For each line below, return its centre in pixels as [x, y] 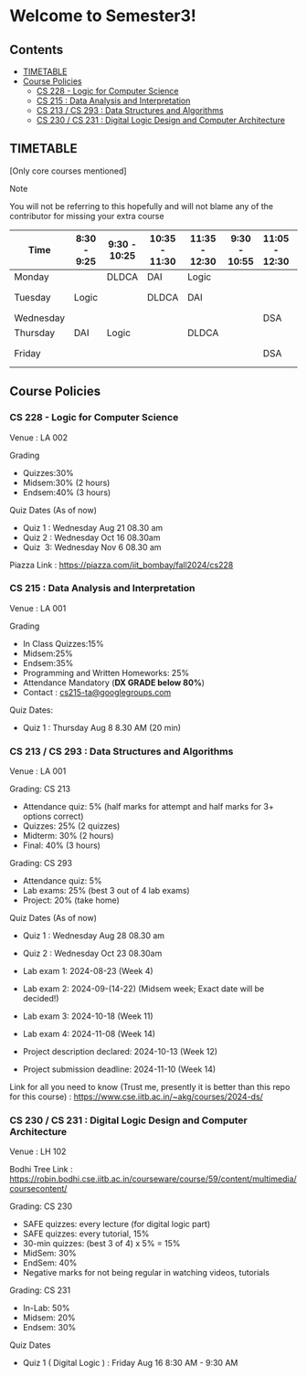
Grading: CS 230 [41, 1206]
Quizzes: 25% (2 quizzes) [71, 826]
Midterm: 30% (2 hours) [68, 836]
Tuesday [32, 297]
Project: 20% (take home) [71, 900]
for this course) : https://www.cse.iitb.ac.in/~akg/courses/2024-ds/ [136, 1096]
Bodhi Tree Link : [41, 1170]
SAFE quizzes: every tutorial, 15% [86, 1234]
